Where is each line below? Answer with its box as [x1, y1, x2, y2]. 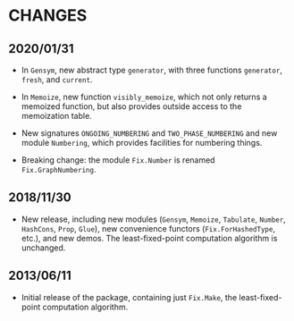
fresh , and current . [21, 74, 93, 85]
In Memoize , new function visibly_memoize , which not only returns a [21, 91, 267, 102]
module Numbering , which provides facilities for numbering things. [21, 138, 263, 148]
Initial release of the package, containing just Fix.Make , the [21, 291, 238, 302]
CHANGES [8, 5, 88, 26]
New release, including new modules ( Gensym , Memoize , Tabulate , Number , [21, 214, 287, 224]
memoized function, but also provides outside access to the [21, 101, 242, 112]
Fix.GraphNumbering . [21, 165, 97, 174]
